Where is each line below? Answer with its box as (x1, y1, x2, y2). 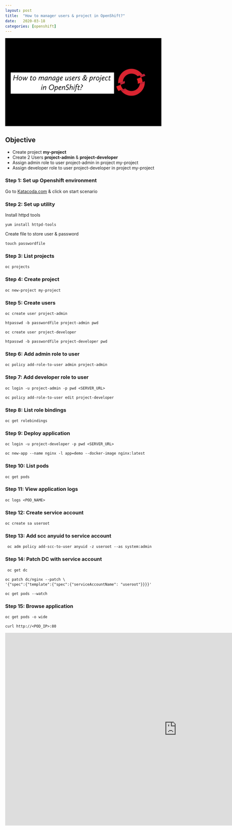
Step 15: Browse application (5, 602, 73, 609)
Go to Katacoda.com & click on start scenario (5, 188, 98, 194)
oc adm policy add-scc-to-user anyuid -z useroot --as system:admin (7, 544, 152, 549)
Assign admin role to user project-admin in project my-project (12, 159, 139, 166)
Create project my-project (12, 149, 67, 155)
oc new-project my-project (5, 288, 61, 293)
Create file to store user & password (5, 231, 79, 237)
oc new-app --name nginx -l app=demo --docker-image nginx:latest (5, 451, 145, 456)
